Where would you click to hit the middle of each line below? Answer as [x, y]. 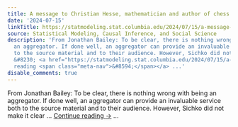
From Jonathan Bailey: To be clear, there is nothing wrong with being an [112, 93]
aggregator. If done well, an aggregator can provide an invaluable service [114, 100]
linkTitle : [23, 27]
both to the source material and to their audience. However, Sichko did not [116, 108]
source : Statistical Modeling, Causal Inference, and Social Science [112, 34]
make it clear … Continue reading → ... [63, 115]
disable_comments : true [42, 73]
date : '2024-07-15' [36, 20]
